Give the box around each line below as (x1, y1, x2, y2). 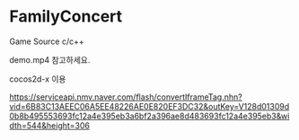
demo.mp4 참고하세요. (9, 54, 91, 65)
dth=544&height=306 (9, 119, 91, 131)
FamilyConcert (9, 6, 123, 27)
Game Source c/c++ (9, 36, 85, 47)
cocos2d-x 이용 (9, 74, 66, 84)
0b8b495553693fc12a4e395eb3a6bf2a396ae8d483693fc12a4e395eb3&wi (9, 110, 290, 121)
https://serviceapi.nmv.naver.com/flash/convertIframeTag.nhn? (9, 92, 242, 102)
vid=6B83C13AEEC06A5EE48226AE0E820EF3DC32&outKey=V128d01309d (9, 101, 290, 111)
